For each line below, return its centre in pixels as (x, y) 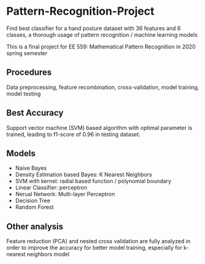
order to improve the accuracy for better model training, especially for (94, 248)
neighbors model (48, 254)
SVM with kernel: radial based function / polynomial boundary (93, 181)
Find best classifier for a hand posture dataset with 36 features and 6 (94, 28)
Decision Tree (33, 201)
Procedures (29, 73)
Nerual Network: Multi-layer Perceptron (65, 194)
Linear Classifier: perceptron (51, 187)
